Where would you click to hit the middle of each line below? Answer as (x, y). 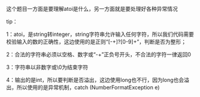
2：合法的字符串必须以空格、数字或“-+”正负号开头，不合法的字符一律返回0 (99, 54)
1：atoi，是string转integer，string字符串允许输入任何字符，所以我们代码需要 (100, 34)
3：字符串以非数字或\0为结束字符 (47, 67)
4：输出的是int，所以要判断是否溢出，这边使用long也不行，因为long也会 (95, 80)
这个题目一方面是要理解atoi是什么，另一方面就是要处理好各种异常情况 (92, 9)
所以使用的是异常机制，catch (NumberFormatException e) (88, 87)
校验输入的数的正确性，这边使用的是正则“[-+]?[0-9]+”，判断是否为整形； (96, 42)
